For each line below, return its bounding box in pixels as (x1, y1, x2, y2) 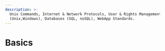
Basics (5, 37, 33, 48)
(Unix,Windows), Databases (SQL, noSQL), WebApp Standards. (9, 16, 135, 21)
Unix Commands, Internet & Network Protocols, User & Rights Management (9, 12, 162, 17)
